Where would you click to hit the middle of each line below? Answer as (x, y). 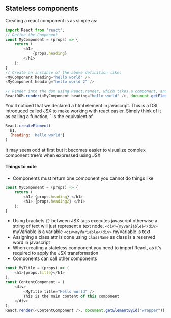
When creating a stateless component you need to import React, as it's (87, 248)
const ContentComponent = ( (35, 282)
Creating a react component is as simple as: (51, 20)
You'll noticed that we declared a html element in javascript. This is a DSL (82, 106)
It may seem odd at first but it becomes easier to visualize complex (76, 150)
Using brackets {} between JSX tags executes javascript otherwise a (85, 221)
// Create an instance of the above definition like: (64, 73)
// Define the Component (32, 35)
